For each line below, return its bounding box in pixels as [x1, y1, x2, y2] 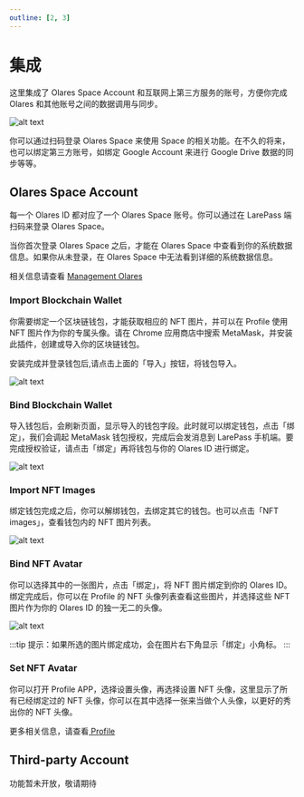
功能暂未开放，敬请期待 [9, 777, 97, 789]
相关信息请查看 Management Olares [9, 271, 143, 282]
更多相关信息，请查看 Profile [9, 725, 116, 736]
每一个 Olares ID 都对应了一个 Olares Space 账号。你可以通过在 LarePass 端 [9, 209, 292, 220]
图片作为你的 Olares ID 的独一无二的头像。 [9, 602, 167, 613]
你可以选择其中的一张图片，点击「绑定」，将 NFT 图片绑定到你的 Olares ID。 [9, 579, 292, 590]
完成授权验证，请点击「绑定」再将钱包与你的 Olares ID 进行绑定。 [9, 442, 255, 453]
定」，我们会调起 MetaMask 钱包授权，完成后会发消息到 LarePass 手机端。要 [9, 432, 294, 442]
